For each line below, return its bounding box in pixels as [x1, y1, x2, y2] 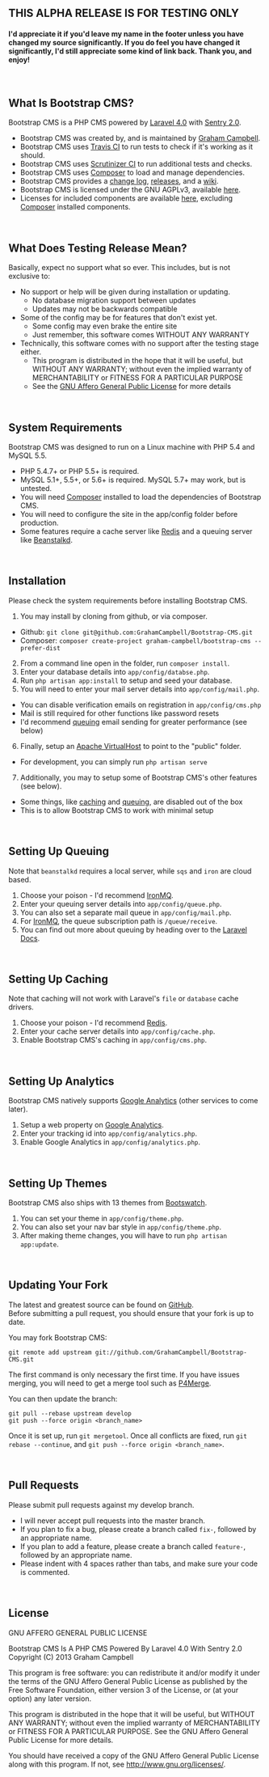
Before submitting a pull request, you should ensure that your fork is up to [8, 1308, 254, 1318]
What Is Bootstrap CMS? [8, 96, 135, 110]
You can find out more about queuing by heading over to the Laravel [19, 924, 248, 934]
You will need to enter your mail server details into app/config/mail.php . [19, 683, 260, 694]
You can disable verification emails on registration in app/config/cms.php [19, 700, 262, 709]
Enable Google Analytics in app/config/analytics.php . [19, 1137, 200, 1147]
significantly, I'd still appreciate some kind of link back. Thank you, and [8, 46, 252, 56]
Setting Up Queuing [8, 844, 110, 858]
